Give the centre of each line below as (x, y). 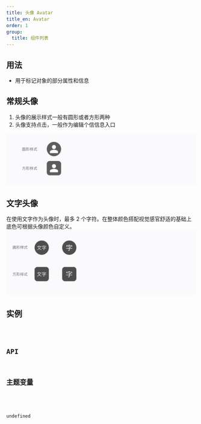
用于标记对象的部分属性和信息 (52, 80)
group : (14, 32)
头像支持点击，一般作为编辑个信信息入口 (65, 124)
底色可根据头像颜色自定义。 (41, 227)
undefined (19, 416)
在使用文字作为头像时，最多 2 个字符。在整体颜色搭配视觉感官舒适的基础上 (99, 219)
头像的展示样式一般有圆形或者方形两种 (62, 117)
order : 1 (17, 25)
